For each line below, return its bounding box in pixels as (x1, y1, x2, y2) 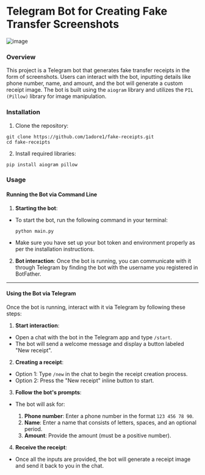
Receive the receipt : (15, 443, 67, 451)
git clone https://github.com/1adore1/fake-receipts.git (6, 133, 154, 140)
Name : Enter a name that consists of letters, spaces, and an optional (24, 419, 197, 426)
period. (24, 425, 43, 432)
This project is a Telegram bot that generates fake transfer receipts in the (6, 67, 190, 74)
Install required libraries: (15, 150, 76, 157)
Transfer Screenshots (6, 17, 120, 31)
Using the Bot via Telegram (6, 290, 76, 297)
